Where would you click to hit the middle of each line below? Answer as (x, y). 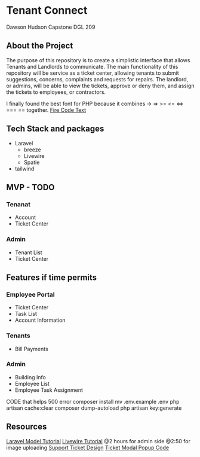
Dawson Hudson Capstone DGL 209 (51, 27)
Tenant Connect (47, 10)
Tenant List (29, 252)
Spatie (32, 162)
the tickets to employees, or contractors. (56, 92)
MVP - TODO (30, 187)
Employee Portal (30, 294)
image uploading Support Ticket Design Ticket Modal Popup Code (87, 447)
